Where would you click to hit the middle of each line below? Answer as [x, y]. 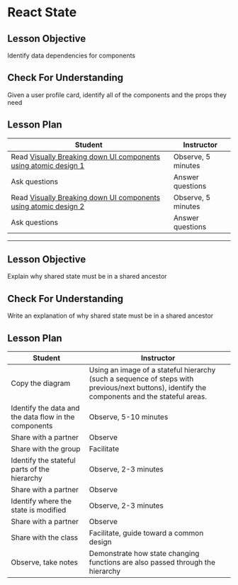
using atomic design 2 [48, 206]
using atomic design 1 [48, 165]
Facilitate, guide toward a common [146, 533]
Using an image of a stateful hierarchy [152, 370]
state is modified [39, 510]
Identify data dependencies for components [72, 55]
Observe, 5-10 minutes [129, 417]
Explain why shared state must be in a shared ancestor [87, 277]
